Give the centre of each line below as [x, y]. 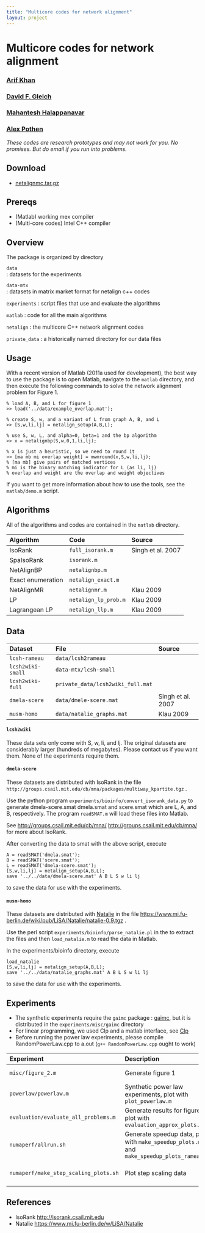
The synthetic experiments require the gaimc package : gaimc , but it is [103, 1018]
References [29, 1202]
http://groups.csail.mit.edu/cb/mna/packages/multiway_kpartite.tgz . [97, 789]
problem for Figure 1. [33, 392]
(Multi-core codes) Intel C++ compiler [63, 223]
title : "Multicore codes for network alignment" [69, 12]
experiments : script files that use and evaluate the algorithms [83, 304]
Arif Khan [21, 80]
